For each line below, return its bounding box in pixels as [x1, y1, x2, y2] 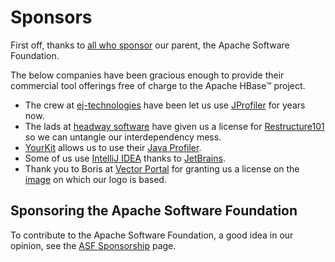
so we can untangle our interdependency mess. [24, 131, 222, 143]
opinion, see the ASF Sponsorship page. [10, 239, 177, 251]
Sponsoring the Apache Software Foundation [10, 202, 298, 220]
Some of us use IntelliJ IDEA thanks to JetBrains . [24, 152, 226, 164]
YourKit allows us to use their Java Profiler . [24, 141, 202, 153]
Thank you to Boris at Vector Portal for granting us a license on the [24, 162, 300, 175]
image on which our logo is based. [24, 173, 167, 185]
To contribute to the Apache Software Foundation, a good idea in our [10, 229, 294, 241]
